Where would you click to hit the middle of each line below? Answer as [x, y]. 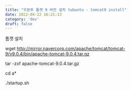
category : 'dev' [22, 19]
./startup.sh [17, 83]
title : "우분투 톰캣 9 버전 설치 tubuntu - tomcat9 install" [66, 10]
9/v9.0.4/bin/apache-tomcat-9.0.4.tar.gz [47, 54]
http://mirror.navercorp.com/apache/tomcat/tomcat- [71, 48]
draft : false [19, 24]
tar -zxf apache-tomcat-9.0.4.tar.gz [42, 63]
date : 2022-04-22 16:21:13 [34, 14]
